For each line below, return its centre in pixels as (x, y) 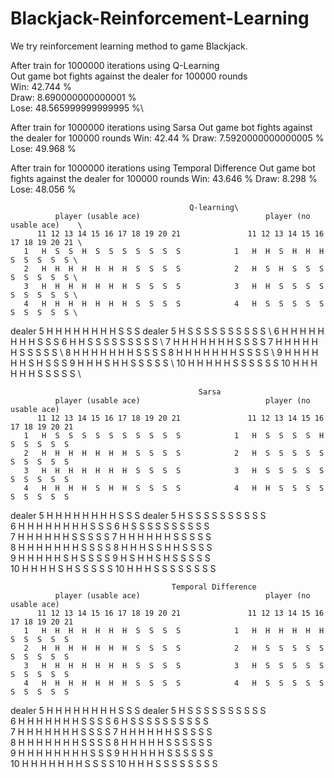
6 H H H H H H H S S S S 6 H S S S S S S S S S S (109, 721)
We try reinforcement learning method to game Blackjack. (129, 46)
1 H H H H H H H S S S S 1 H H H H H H (174, 630)
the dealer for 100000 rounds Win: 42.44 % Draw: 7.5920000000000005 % (167, 138)
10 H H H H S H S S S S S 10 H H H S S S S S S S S (113, 568)
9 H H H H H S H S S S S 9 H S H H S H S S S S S (110, 558)
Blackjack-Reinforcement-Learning (160, 18)
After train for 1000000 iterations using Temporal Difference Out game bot (163, 168)
